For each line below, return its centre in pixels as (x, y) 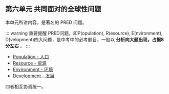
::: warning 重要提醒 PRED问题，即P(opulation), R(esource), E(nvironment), (84, 33)
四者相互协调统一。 (26, 86)
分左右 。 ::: (17, 46)
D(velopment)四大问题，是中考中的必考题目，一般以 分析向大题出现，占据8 (84, 39)
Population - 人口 (31, 56)
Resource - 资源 (30, 63)
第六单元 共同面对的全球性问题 (53, 9)
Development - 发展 (34, 76)
